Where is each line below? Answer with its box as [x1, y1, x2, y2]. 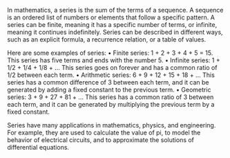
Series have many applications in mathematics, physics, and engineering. [7, 121, 216, 129]
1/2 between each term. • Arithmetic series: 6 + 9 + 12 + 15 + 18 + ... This [7, 71, 215, 79]
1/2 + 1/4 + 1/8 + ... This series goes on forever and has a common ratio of [7, 64, 218, 71]
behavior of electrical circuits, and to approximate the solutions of [7, 136, 195, 144]
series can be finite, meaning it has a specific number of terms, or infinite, [7, 21, 218, 28]
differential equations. [7, 143, 70, 151]
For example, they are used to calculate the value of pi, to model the [7, 128, 201, 137]
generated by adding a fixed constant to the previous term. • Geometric [7, 86, 211, 94]
